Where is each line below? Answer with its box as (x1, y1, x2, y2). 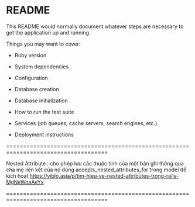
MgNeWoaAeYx (6, 178, 44, 185)
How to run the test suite (14, 108, 74, 115)
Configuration (14, 74, 48, 81)
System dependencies (14, 63, 69, 70)
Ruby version (14, 51, 47, 58)
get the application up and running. (6, 29, 91, 36)
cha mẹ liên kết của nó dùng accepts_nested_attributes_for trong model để (6, 166, 187, 173)
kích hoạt (6, 172, 29, 179)
